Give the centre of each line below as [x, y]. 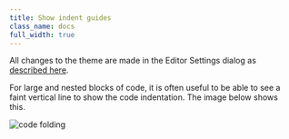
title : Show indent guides [60, 18]
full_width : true [42, 35]
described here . [39, 70]
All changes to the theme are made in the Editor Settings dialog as [133, 61]
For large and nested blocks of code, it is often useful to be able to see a [145, 88]
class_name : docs [42, 26]
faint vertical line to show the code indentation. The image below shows [144, 97]
